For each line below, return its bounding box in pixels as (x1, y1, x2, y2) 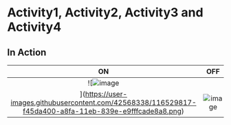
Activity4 (7, 19, 62, 35)
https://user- (85, 89, 128, 98)
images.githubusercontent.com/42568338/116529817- (10, 98, 197, 107)
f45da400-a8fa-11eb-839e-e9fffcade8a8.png (23, 107, 182, 115)
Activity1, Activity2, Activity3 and (7, 5, 204, 20)
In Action (7, 46, 47, 58)
